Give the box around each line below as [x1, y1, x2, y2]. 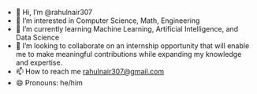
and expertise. [15, 58, 63, 67]
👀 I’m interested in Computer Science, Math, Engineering [15, 16, 200, 25]
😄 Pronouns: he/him [15, 78, 83, 87]
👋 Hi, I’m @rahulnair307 [15, 8, 93, 17]
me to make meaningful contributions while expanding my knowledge [15, 50, 242, 58]
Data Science [15, 32, 60, 42]
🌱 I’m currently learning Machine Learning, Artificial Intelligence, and [15, 24, 239, 33]
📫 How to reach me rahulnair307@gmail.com [15, 67, 165, 76]
